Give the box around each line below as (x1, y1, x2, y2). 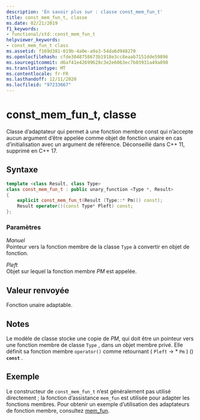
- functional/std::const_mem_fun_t (6, 31, 96, 37)
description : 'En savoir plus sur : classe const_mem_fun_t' (6, 8, 163, 15)
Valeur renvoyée (6, 285, 69, 296)
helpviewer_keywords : (6, 37, 61, 43)
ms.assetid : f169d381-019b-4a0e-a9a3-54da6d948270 (6, 48, 136, 54)
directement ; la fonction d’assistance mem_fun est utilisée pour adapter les (6, 394, 190, 401)
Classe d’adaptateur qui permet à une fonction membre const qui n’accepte (6, 128, 194, 135)
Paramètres (6, 223, 41, 231)
